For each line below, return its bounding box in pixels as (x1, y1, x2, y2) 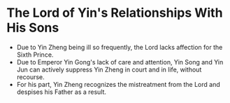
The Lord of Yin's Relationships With (6, 5, 223, 21)
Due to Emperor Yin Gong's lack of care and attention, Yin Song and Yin (16, 57, 224, 66)
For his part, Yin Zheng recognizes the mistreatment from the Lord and (16, 80, 221, 88)
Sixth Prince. (16, 50, 54, 59)
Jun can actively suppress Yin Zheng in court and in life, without (16, 65, 202, 74)
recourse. (16, 72, 45, 81)
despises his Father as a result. (16, 88, 106, 96)
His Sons (6, 20, 59, 36)
